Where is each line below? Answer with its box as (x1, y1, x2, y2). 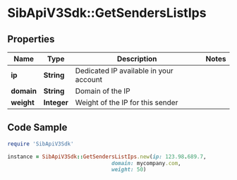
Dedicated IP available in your (75, 66, 174, 76)
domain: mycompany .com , (111, 160, 181, 167)
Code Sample (7, 121, 68, 133)
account (75, 75, 102, 84)
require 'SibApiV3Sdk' (7, 140, 74, 148)
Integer (43, 97, 68, 107)
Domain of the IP (75, 86, 130, 96)
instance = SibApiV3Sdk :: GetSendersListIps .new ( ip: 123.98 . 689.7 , (7, 153, 207, 160)
